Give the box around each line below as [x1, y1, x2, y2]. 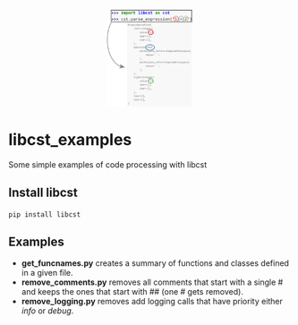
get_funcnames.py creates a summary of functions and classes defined [21, 258, 290, 269]
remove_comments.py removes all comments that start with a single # [21, 277, 284, 287]
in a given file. [21, 268, 73, 278]
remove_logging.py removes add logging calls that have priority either [21, 296, 284, 307]
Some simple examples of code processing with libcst [8, 158, 208, 170]
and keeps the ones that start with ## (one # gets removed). [21, 287, 243, 297]
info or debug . [21, 305, 74, 316]
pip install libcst [8, 210, 81, 219]
